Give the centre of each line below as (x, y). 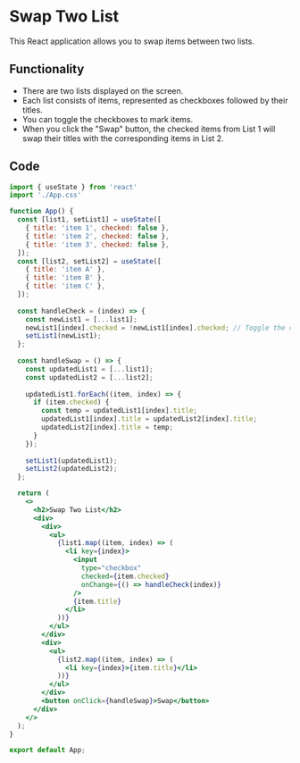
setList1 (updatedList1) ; (71, 461)
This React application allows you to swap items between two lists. (132, 41)
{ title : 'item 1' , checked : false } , (97, 228)
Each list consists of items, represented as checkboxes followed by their (155, 100)
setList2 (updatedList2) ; (71, 469)
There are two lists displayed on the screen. (103, 90)
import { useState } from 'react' (74, 187)
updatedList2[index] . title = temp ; (108, 428)
